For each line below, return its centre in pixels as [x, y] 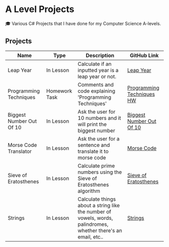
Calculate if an [95, 64]
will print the [92, 124]
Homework [59, 91]
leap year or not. [97, 76]
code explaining [97, 91]
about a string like [99, 205]
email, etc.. [91, 236]
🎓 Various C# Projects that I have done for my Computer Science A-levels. [83, 23]
